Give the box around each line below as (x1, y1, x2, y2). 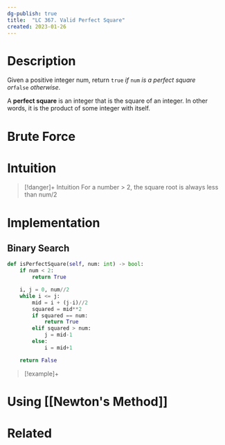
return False (19, 357, 57, 364)
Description (7, 53, 76, 69)
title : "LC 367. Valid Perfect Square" (7, 17, 126, 24)
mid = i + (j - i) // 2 (32, 299, 89, 306)
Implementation (7, 215, 100, 230)
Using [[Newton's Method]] (7, 394, 168, 410)
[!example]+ (24, 369, 59, 378)
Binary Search (7, 242, 70, 254)
